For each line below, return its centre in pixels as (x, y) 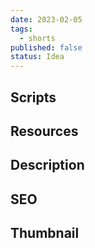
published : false (46, 47)
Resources (44, 131)
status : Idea (37, 57)
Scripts (33, 97)
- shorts (37, 38)
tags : (21, 29)
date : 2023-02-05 (46, 19)
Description (47, 165)
